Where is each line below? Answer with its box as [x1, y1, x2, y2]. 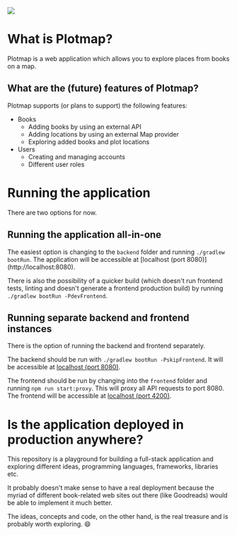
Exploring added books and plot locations [28, 137, 150, 146]
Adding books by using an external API [28, 122, 141, 131]
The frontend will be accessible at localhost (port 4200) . [7, 391, 172, 400]
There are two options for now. [7, 208, 98, 217]
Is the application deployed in [7, 416, 184, 432]
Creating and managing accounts [28, 152, 126, 161]
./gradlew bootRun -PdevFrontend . [7, 291, 108, 300]
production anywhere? [7, 432, 144, 447]
